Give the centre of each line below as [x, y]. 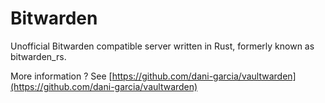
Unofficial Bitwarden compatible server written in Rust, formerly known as [162, 46]
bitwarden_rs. [38, 56]
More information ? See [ [61, 76]
